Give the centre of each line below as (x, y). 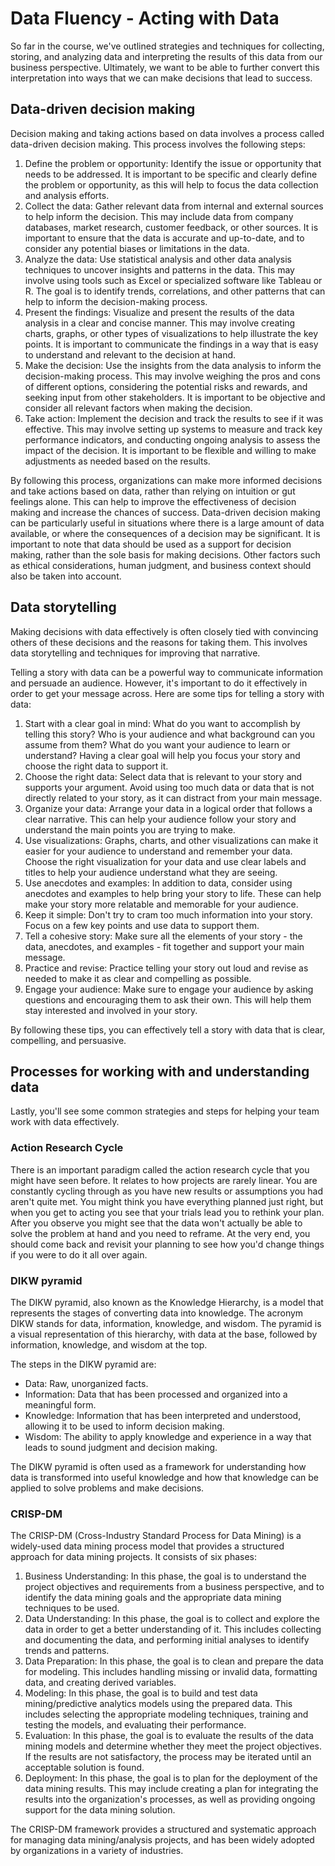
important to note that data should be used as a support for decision (151, 544)
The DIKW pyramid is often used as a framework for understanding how (158, 1466)
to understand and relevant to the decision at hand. (130, 354)
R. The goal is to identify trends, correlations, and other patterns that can (175, 291)
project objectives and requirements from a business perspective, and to (174, 1587)
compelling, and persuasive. (68, 1040)
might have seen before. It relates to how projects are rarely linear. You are (164, 1180)
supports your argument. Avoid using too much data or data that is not (169, 787)
